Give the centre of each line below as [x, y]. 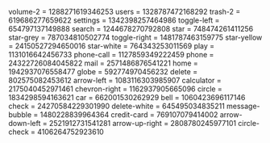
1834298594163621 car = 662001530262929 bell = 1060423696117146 [127, 97]
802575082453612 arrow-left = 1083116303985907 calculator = [115, 80]
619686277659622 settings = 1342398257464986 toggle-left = [114, 20]
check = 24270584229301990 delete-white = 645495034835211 [117, 106]
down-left [25, 123]
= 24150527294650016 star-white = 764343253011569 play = [112, 46]
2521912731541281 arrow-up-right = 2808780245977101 [142, 123]
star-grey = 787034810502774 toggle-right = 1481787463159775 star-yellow [135, 37]
